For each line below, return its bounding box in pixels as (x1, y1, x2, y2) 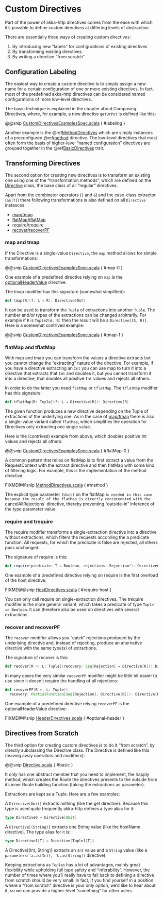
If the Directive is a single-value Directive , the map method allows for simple (5, 250, 157, 256)
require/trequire (12, 222, 44, 228)
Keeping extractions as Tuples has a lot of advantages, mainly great (5, 862, 141, 867)
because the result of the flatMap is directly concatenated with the (5, 496, 151, 501)
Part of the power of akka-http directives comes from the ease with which (5, 19, 153, 25)
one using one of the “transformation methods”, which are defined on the (5, 177, 151, 183)
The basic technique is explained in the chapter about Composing (5, 105, 137, 111)
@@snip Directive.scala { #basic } (5, 762, 73, 768)
